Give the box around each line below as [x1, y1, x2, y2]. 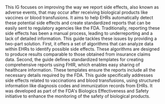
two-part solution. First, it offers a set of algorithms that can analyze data [5, 41, 154, 46]
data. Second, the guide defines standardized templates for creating [5, 57, 144, 62]
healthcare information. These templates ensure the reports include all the [5, 67, 156, 73]
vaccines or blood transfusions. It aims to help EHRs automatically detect [5, 15, 154, 20]
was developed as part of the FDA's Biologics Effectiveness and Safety [5, 88, 149, 94]
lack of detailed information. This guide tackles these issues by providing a [5, 35, 157, 41]
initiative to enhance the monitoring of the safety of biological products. [5, 93, 150, 99]
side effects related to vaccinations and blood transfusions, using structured [5, 77, 160, 83]
